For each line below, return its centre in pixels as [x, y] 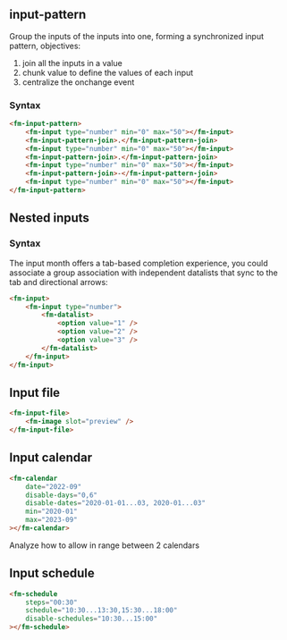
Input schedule [52, 573]
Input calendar [51, 458]
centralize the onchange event [78, 82]
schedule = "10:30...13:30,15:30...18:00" [101, 611]
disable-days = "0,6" [62, 495]
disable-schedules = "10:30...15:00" [92, 619]
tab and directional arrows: [59, 282]
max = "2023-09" [51, 520]
